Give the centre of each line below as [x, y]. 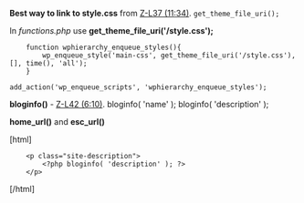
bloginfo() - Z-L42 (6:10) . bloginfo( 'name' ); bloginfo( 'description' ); [139, 104]
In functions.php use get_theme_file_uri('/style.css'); [112, 30]
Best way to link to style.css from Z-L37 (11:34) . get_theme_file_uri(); [145, 13]
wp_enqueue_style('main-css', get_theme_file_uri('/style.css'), [169, 56]
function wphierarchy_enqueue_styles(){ [104, 47]
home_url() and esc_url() [57, 122]
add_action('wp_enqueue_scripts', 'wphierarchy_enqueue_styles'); [138, 87]
